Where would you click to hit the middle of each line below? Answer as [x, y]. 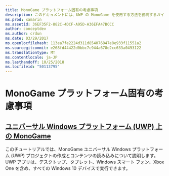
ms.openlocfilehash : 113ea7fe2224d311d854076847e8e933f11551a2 [73, 43]
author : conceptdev [26, 29]
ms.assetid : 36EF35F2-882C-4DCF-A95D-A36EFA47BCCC [60, 24]
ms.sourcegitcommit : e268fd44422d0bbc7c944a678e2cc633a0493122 [73, 48]
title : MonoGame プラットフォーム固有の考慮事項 [52, 10]
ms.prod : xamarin [24, 19]
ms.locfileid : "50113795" [32, 67]
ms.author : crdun [24, 34]
